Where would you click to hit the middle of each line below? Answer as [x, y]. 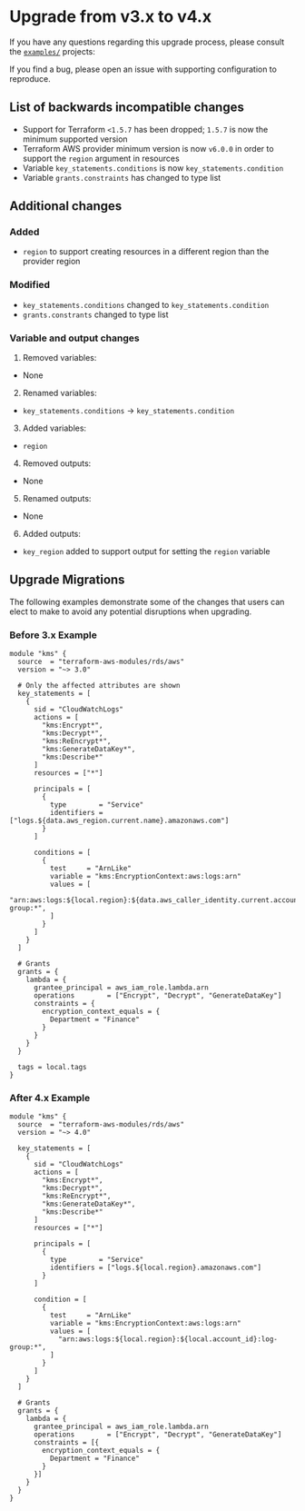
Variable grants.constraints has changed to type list [122, 177]
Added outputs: [52, 534]
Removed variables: [59, 358]
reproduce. [30, 78]
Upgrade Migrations [67, 580]
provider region [51, 262]
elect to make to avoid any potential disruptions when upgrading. [131, 611]
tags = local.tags [53, 1068]
